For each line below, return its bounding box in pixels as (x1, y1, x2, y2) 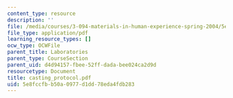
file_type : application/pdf (7, 29, 89, 37)
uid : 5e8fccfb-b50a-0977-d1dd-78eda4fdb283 (7, 81, 135, 88)
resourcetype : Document (7, 68, 76, 75)
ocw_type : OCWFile (7, 42, 60, 49)
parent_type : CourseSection (7, 55, 89, 62)
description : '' (7, 17, 54, 23)
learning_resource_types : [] (7, 36, 92, 43)
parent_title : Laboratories (7, 49, 89, 56)
